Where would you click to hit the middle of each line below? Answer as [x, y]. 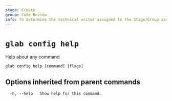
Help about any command [33, 57]
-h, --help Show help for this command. [56, 94]
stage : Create [20, 10]
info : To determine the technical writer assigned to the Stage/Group [82, 19]
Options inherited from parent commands [73, 82]
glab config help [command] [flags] [44, 66]
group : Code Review [26, 15]
